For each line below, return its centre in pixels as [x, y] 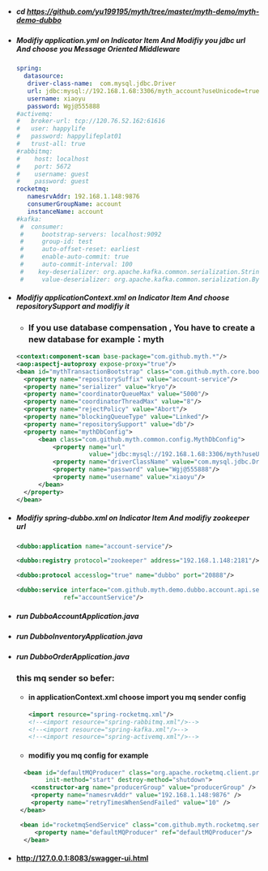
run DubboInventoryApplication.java [79, 636]
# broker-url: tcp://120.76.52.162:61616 [91, 122]
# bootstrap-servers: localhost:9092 [91, 234]
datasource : [44, 76]
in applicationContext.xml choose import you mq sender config [137, 698]
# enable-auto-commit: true [74, 257]
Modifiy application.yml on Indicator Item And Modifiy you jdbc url [131, 40]
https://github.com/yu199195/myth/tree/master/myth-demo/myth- [143, 11]
